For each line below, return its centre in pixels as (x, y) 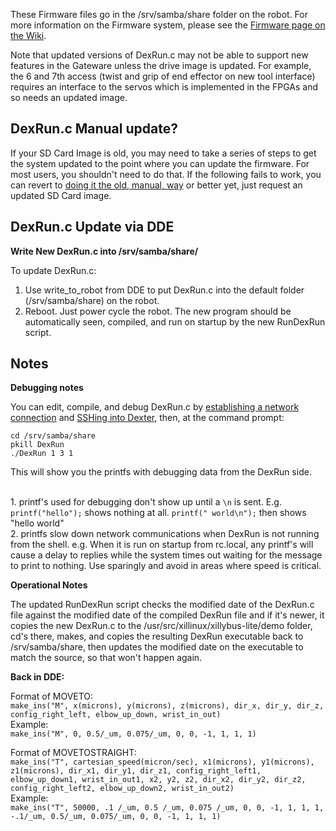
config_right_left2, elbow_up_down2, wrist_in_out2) (122, 789)
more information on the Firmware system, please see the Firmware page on (168, 25)
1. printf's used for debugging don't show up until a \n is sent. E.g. (146, 502)
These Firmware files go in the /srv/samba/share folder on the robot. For (159, 14)
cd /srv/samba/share (53, 436)
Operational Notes (49, 585)
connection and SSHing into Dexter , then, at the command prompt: (147, 418)
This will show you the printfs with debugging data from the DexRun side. (161, 472)
